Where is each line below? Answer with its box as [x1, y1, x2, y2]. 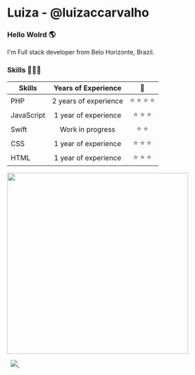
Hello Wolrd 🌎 [7, 30, 57, 39]
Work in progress [59, 125, 116, 134]
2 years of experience [52, 97, 123, 106]
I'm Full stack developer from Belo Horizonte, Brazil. [7, 48, 155, 57]
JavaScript [10, 110, 46, 120]
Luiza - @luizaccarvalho [7, 5, 150, 21]
